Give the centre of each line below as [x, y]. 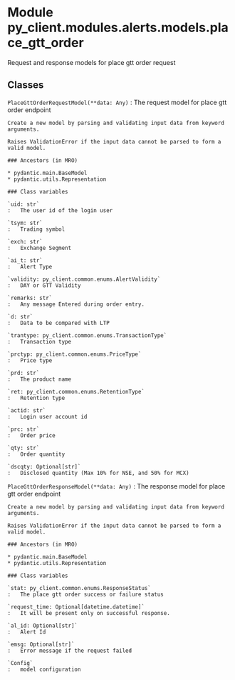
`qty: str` [23, 448]
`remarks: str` [30, 298]
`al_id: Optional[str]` [43, 626]
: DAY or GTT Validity [44, 285]
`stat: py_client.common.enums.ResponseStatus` [79, 588]
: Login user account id [47, 416]
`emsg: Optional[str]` [41, 644]
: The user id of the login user [60, 210]
